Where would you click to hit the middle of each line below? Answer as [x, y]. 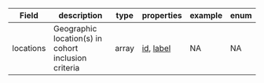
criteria [67, 68]
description [81, 15]
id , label [156, 48]
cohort [66, 48]
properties [162, 15]
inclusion [70, 58]
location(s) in [78, 38]
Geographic [75, 29]
